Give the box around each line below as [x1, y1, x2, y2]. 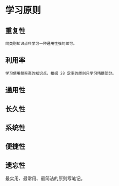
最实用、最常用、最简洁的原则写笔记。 [5, 175, 85, 181]
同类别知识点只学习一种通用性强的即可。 [5, 41, 77, 46]
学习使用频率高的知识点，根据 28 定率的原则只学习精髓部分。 [5, 70, 116, 76]
